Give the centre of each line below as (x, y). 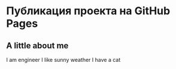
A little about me (37, 46)
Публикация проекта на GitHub (88, 11)
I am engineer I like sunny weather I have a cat (63, 60)
